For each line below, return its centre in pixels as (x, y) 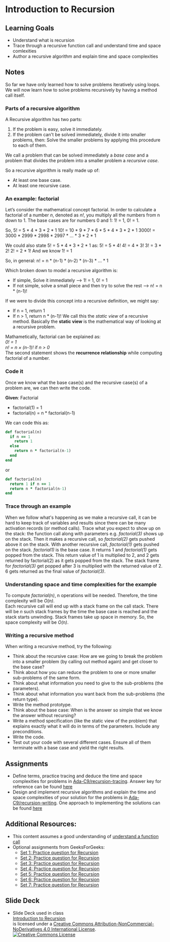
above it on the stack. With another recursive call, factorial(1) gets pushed (82, 544)
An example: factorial (32, 199)
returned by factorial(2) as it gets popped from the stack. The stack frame (82, 560)
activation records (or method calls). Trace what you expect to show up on (83, 528)
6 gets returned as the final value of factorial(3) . (55, 571)
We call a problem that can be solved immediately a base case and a (77, 155)
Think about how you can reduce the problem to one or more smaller (84, 672)
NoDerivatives (27, 929)
